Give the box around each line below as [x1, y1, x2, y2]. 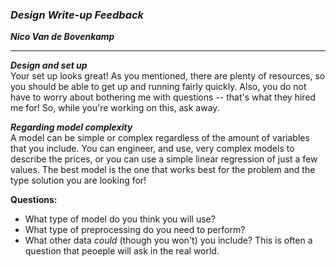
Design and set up [10, 59, 88, 72]
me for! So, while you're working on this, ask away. [10, 102, 220, 114]
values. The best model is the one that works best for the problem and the [10, 164, 316, 176]
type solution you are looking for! [10, 174, 147, 187]
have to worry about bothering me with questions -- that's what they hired [10, 91, 317, 103]
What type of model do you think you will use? [24, 213, 216, 225]
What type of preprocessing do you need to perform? [24, 224, 246, 236]
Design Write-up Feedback [10, 8, 145, 22]
